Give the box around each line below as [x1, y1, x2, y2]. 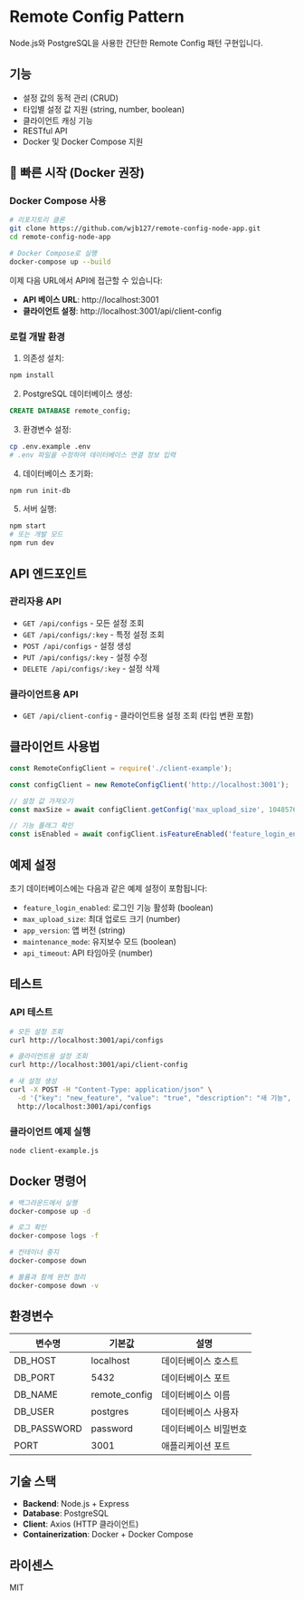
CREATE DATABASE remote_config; [9, 406, 131, 415]
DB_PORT [14, 1372, 56, 1384]
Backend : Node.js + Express [22, 1498, 129, 1509]
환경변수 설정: [22, 423, 72, 434]
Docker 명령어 [9, 1174, 88, 1189]
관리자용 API [9, 596, 62, 608]
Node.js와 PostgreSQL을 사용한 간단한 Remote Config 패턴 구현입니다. [9, 37, 264, 48]
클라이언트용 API [9, 687, 79, 700]
